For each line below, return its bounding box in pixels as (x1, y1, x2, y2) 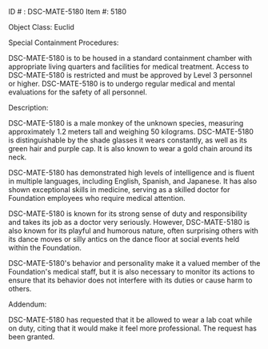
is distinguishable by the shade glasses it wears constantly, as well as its (8, 135, 248, 145)
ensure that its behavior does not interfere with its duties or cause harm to (8, 275, 253, 285)
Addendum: (8, 299, 47, 309)
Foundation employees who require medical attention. (8, 194, 186, 203)
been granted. (8, 332, 55, 341)
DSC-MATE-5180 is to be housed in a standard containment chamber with (8, 54, 253, 62)
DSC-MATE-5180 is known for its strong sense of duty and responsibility (8, 209, 248, 219)
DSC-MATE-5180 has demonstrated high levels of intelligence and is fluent (8, 168, 255, 177)
